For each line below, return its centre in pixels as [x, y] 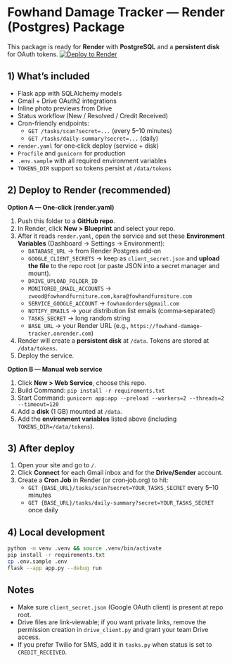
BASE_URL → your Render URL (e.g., [78, 325]
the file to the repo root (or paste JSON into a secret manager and [124, 265]
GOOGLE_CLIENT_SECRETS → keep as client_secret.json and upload [124, 258]
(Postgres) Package [66, 27]
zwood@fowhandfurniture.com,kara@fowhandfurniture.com [110, 296]
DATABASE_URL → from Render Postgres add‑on [95, 251]
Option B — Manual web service [55, 369]
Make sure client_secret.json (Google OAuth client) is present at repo [120, 607]
